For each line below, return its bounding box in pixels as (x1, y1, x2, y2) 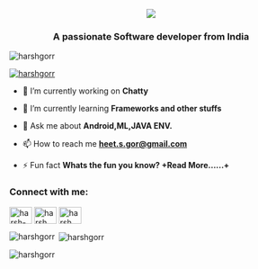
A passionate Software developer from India (52, 30, 250, 42)
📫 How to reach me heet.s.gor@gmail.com (22, 139, 187, 149)
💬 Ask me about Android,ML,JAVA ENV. (22, 121, 173, 131)
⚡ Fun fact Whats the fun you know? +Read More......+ (22, 160, 230, 171)
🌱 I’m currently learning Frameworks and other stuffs (22, 103, 222, 114)
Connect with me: (9, 185, 89, 198)
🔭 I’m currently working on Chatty (22, 85, 148, 96)
